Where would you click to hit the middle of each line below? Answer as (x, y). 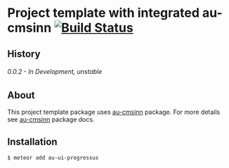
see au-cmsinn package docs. (51, 119)
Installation (32, 142)
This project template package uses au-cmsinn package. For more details (114, 112)
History (24, 54)
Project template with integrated (104, 13)
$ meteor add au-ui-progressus (53, 158)
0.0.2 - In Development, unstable (55, 72)
